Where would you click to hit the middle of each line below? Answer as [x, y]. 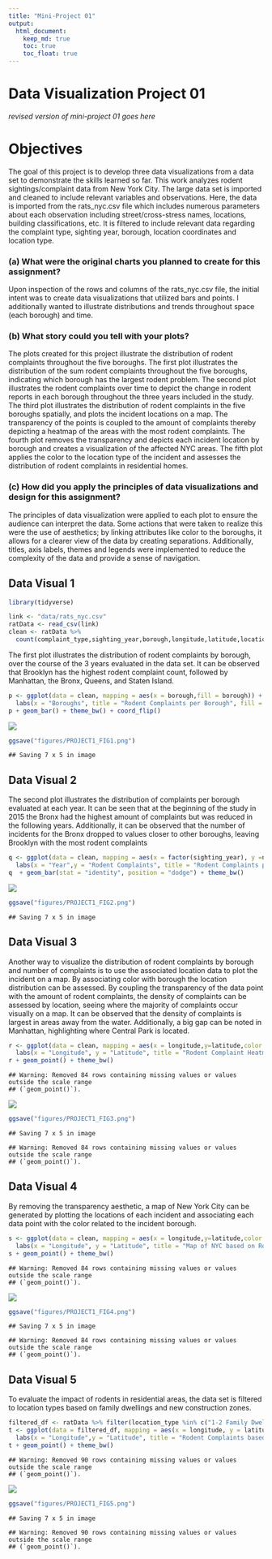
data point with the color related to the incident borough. [102, 1223]
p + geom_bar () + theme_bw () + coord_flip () [85, 711]
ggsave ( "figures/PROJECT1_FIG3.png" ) [72, 1119]
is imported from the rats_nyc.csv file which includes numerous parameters [134, 206]
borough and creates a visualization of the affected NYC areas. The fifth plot [136, 449]
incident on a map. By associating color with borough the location [118, 979]
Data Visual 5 [42, 1379]
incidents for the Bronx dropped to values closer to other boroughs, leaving [134, 834]
